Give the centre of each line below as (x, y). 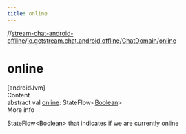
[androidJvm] (27, 88)
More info (21, 109)
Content (19, 95)
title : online (28, 13)
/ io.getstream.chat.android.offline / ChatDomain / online (101, 40)
